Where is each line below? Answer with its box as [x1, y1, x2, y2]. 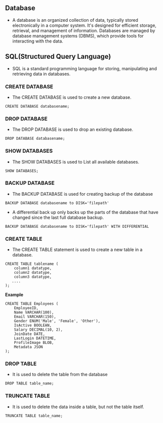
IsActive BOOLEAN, [14, 323, 52, 328]
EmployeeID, [14, 306, 39, 311]
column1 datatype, [14, 266, 52, 271]
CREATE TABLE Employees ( [5, 301, 58, 306]
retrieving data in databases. [12, 71, 71, 77]
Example [5, 292, 24, 298]
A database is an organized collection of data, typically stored [12, 17, 138, 23]
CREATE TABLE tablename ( [5, 261, 58, 266]
